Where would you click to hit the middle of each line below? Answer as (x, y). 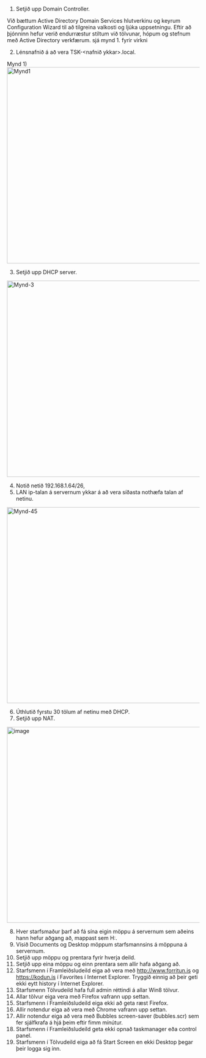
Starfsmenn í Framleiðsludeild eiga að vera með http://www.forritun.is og (107, 970)
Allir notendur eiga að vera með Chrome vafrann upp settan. (91, 1009)
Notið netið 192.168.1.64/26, (50, 486)
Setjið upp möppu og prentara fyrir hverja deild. (76, 957)
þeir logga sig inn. (39, 1049)
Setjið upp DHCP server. (46, 272)
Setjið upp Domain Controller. (53, 9)
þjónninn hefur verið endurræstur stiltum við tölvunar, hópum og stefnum (99, 34)
